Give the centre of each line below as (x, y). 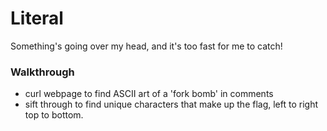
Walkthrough (42, 72)
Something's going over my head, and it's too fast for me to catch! (146, 46)
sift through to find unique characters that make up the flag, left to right (171, 104)
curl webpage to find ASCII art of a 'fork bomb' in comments (149, 94)
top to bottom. (54, 115)
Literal (37, 18)
